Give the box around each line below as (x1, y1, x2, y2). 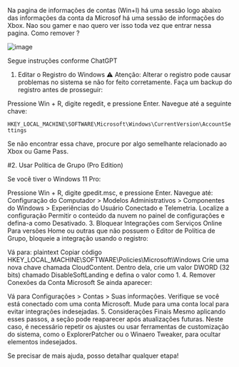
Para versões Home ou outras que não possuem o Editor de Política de (7, 226, 215, 235)
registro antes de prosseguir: (17, 86, 103, 94)
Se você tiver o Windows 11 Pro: (7, 175, 101, 183)
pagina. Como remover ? (7, 29, 80, 37)
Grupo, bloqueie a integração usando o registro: (7, 234, 148, 242)
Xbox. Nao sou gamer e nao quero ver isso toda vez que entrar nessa (7, 21, 212, 29)
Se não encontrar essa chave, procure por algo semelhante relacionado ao (7, 139, 227, 148)
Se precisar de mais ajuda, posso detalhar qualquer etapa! (7, 351, 179, 360)
